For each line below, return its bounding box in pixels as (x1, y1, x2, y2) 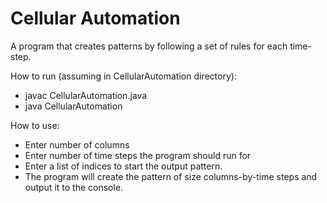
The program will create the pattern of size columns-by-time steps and (24, 170, 318, 182)
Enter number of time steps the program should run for (24, 149, 252, 161)
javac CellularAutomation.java (24, 89, 148, 101)
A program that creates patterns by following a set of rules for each (10, 40, 288, 52)
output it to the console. (24, 181, 124, 193)
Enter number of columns (24, 138, 130, 151)
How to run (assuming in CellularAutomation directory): (10, 70, 237, 82)
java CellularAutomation (24, 100, 123, 112)
